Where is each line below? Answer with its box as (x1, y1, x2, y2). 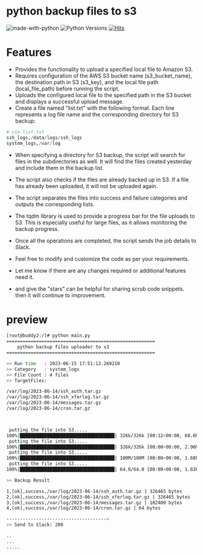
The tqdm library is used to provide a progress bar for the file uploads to (14, 212, 195, 220)
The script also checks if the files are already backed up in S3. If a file (14, 176, 189, 183)
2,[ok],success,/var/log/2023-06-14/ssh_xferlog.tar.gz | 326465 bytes (6, 494, 190, 500)
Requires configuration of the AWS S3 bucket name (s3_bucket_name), (14, 72, 192, 79)
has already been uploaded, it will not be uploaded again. (14, 182, 158, 189)
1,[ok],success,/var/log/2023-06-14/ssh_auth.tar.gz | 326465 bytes (6, 488, 182, 494)
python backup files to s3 (6, 4, 137, 18)
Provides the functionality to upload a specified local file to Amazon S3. (14, 66, 193, 73)
